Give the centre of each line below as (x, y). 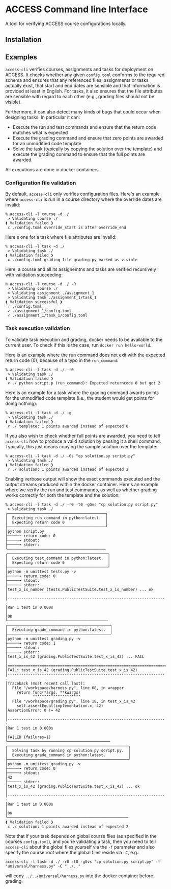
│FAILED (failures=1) (28, 737)
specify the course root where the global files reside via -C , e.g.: (73, 852)
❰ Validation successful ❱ (34, 302)
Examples (21, 57)
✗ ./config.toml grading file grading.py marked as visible (73, 260)
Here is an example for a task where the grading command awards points (82, 393)
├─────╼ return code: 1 (31, 643)
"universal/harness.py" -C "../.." (43, 866)
